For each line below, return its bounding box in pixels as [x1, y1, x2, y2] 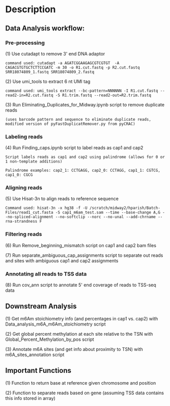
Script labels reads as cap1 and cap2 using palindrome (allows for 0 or [5, 154, 165, 160]
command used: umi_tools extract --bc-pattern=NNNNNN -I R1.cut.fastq [5, 88, 158, 93]
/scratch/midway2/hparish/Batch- [89, 205, 160, 211]
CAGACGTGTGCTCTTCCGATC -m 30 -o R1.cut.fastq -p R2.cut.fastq [5, 65, 140, 70]
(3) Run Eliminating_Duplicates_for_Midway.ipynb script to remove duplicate [5, 101, 164, 107]
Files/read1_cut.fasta [5, 210, 53, 215]
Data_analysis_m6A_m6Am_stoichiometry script [5, 321, 106, 327]
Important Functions [5, 366, 72, 375]
